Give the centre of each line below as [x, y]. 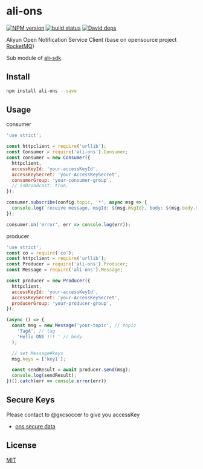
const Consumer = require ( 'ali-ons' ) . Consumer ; [67, 152]
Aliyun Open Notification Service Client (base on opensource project [92, 39]
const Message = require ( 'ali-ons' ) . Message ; [64, 270]
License [21, 446]
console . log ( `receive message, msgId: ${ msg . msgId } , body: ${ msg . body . [104, 208]
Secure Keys [31, 400]
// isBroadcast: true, [40, 186]
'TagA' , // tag [36, 331]
